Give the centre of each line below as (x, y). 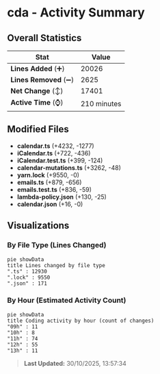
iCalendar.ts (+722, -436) (54, 153)
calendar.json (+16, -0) (50, 204)
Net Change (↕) (37, 91)
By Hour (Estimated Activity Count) (67, 301)
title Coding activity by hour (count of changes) (81, 321)
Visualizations (38, 226)
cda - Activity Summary (76, 13)
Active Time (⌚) (37, 102)
